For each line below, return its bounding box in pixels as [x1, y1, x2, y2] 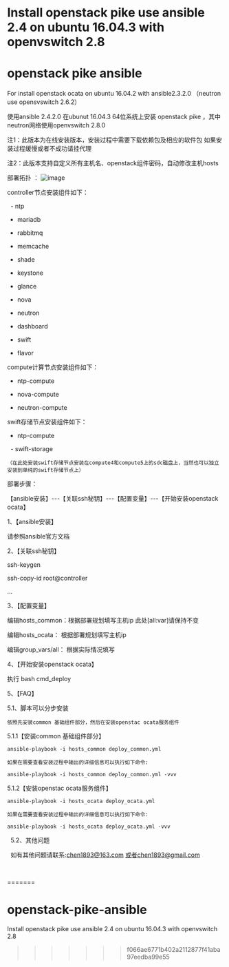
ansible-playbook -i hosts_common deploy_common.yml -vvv [7, 771, 177, 778]
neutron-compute [17, 404, 67, 412]
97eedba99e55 [127, 953, 170, 961]
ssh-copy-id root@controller [7, 574, 88, 583]
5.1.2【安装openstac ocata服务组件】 [7, 784, 112, 793]
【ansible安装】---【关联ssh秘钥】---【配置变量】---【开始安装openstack [7, 495, 219, 503]
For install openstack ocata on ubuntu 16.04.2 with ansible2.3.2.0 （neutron [7, 90, 221, 98]
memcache [17, 242, 50, 251]
